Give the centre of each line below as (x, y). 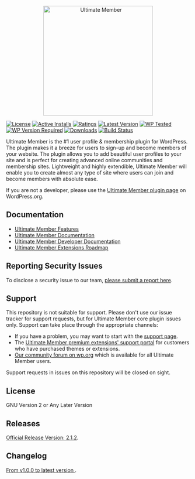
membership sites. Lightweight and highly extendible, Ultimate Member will (96, 166)
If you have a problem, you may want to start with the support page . (96, 336)
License (21, 391)
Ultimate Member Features (46, 229)
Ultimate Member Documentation (55, 235)
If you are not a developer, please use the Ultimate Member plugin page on (96, 190)
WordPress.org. (25, 196)
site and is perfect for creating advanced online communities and (84, 160)
